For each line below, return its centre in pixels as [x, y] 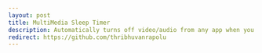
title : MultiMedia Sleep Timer [59, 23]
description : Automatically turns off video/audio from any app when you [131, 30]
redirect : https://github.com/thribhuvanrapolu [87, 37]
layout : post [29, 15]
